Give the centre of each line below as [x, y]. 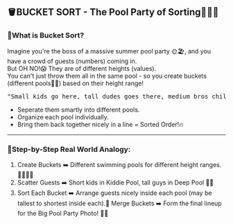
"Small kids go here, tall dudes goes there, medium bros [108, 96]
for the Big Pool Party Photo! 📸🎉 [63, 213]
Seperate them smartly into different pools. [78, 110]
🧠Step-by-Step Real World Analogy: [69, 149]
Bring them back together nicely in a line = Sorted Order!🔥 [100, 124]
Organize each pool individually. [63, 117]
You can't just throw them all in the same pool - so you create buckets [107, 76]
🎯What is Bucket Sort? [46, 35]
